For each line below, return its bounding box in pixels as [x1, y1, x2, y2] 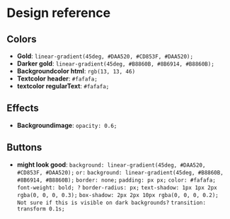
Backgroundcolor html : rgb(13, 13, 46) [16, 67, 136, 75]
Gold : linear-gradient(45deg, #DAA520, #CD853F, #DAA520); [16, 52, 194, 60]
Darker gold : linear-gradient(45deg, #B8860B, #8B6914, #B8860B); [16, 59, 215, 68]
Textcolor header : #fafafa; [16, 74, 98, 83]
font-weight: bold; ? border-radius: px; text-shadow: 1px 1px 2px [16, 184, 217, 191]
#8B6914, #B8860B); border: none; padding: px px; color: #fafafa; [16, 177, 217, 184]
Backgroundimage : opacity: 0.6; [16, 121, 117, 129]
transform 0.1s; [16, 205, 65, 213]
